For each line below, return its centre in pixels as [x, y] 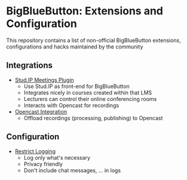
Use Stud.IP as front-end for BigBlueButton [76, 86]
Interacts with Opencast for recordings [71, 105]
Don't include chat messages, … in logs [72, 170]
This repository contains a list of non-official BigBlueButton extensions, [93, 40]
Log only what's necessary [57, 157]
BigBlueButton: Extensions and [85, 11]
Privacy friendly [43, 164]
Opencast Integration [41, 111]
